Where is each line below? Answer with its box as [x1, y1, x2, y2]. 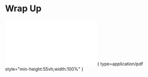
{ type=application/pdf [97, 61, 144, 67]
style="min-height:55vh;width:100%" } [5, 66, 84, 72]
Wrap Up [5, 3, 42, 14]
